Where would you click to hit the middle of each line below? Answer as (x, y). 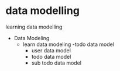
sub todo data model (56, 63)
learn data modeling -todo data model (68, 44)
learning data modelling (34, 27)
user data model (51, 50)
